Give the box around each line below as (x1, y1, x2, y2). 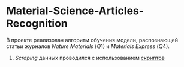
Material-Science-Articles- (6, 4, 144, 18)
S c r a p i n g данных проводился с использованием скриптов (14, 54, 165, 61)
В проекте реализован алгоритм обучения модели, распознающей (6, 36, 179, 43)
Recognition (6, 17, 68, 30)
